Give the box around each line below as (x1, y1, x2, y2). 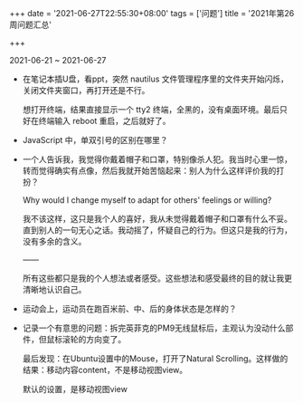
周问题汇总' (9, 19, 52, 30)
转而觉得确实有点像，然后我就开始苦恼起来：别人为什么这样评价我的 (22, 166, 277, 176)
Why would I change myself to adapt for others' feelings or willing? (22, 195, 272, 206)
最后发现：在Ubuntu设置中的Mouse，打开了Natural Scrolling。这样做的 (22, 353, 289, 364)
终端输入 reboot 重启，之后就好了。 (38, 116, 171, 126)
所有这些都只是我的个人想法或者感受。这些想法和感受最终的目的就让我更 (22, 273, 292, 283)
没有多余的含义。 (22, 236, 87, 246)
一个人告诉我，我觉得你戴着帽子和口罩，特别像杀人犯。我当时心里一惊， (22, 154, 292, 165)
